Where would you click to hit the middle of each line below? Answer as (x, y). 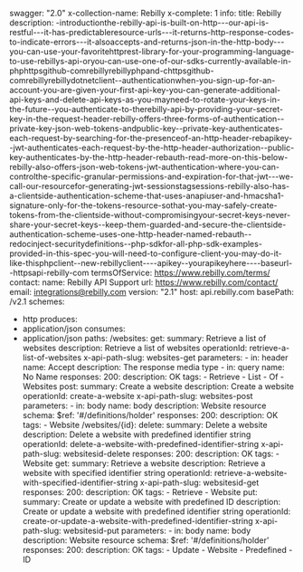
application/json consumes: (74, 329)
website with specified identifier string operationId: (117, 473)
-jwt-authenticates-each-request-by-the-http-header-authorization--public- (152, 148)
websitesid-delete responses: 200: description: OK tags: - (171, 453)
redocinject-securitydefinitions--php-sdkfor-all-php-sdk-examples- (136, 244)
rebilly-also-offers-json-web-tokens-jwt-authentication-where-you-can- (145, 167)
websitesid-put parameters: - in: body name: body (157, 530)
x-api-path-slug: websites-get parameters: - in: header (185, 357)
